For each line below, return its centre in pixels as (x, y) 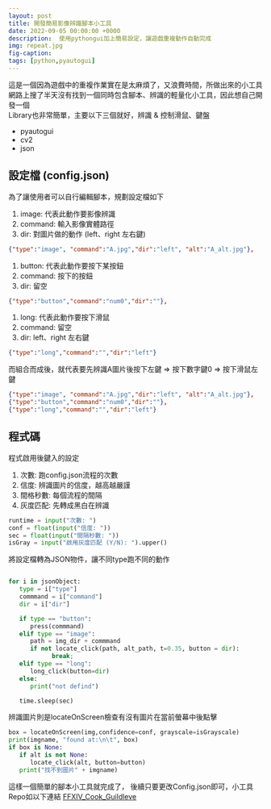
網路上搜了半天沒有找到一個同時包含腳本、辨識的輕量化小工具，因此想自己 (132, 94)
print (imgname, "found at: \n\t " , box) (73, 740)
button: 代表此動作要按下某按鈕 (72, 265)
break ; (63, 657)
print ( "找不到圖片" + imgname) (69, 770)
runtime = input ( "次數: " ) (52, 520)
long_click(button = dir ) (70, 671)
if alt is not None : (54, 755)
